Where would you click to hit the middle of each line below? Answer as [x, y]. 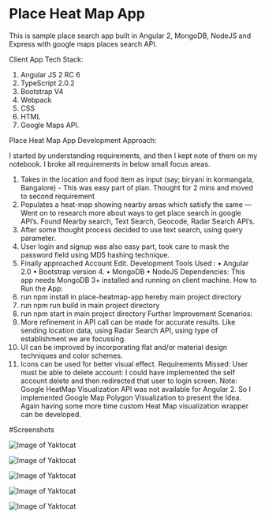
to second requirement [58, 196]
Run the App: [42, 288]
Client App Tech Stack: [46, 59]
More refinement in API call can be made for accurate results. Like [128, 322]
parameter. [38, 238]
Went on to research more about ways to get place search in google [131, 212]
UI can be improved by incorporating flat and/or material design [124, 347]
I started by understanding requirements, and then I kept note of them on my [133, 156]
